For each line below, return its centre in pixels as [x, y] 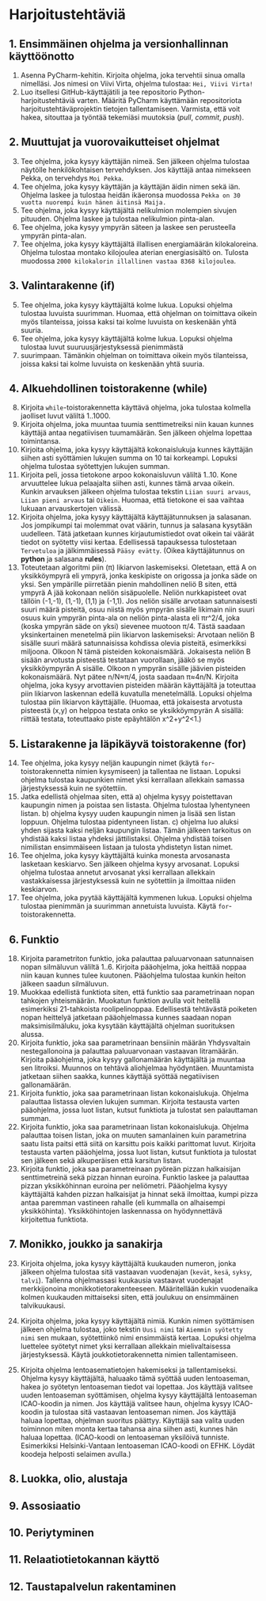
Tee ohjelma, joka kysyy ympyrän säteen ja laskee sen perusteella [128, 227]
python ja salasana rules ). [63, 559]
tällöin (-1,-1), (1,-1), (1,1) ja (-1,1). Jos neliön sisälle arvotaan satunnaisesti [139, 601]
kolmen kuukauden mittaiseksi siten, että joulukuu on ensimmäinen [129, 1297]
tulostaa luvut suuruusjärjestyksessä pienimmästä [102, 347]
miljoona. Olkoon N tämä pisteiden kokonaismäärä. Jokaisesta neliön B [136, 652]
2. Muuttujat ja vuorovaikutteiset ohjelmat [114, 142]
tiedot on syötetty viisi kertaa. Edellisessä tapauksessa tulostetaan [128, 542]
